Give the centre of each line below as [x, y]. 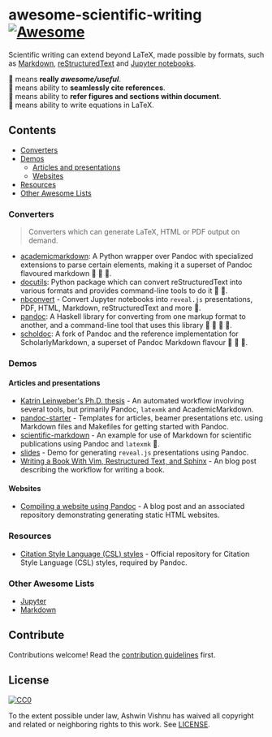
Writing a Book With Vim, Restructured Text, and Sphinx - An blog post [138, 461]
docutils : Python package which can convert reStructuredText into [131, 282]
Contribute [37, 635]
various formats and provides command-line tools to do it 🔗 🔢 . [124, 291]
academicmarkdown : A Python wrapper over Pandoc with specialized [136, 256]
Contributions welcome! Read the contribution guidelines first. [112, 654]
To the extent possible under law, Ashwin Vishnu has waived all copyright [131, 715]
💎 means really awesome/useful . [65, 79]
